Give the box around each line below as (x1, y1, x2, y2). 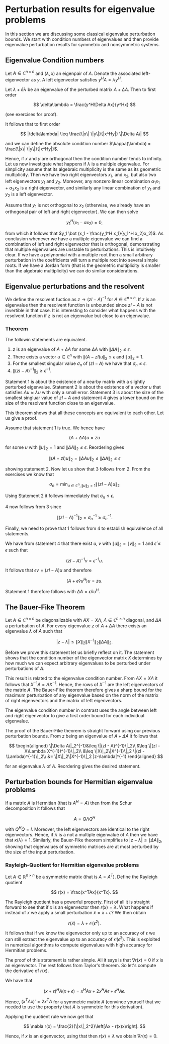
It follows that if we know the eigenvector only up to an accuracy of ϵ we (5, 930, 155, 936)
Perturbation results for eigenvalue (5, 4, 155, 15)
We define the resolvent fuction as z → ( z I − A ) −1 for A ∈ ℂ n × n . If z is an (5, 296, 156, 302)
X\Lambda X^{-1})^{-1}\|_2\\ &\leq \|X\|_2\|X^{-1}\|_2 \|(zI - (24, 748, 145, 754)
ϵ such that (5, 547, 28, 553)
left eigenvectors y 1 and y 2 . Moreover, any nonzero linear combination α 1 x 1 (5, 178, 160, 185)
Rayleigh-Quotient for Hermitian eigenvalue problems (5, 861, 139, 868)
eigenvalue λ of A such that (5, 628, 63, 634)
